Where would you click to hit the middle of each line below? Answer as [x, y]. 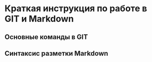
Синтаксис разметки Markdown [57, 53]
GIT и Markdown [39, 19]
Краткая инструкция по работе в [76, 9]
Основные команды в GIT [46, 37]
